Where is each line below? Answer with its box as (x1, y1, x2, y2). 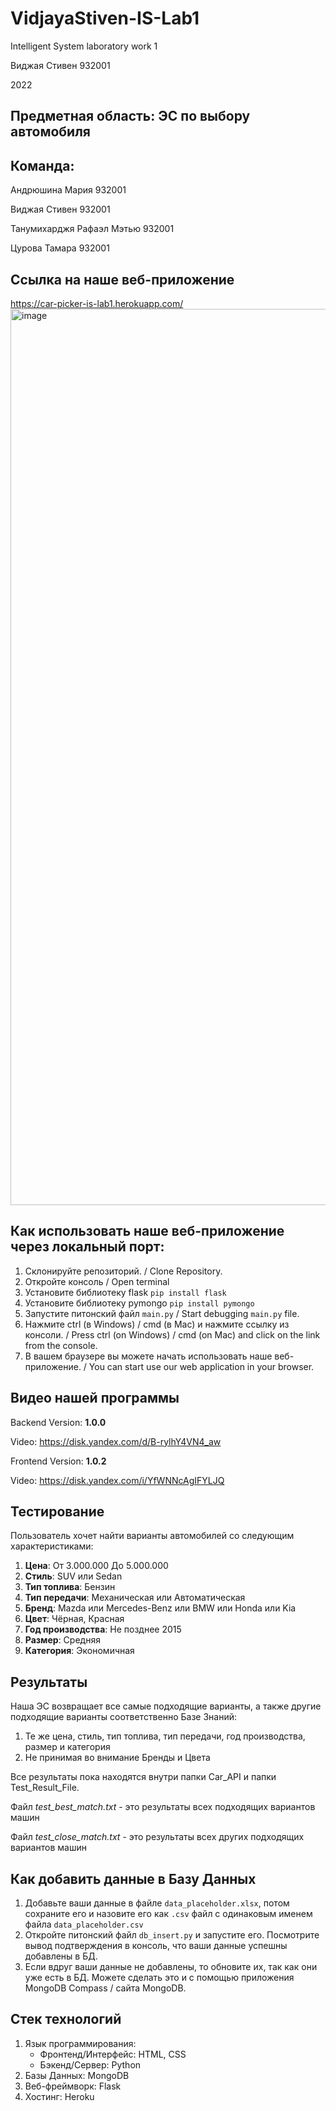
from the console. (24, 1339, 98, 1351)
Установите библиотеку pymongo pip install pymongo (24, 1297, 255, 1309)
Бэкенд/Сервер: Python (39, 2058, 142, 2071)
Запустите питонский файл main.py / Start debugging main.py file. (24, 1307, 300, 1319)
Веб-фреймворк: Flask (24, 2080, 122, 2092)
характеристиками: (10, 1540, 94, 1552)
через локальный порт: (10, 1238, 165, 1256)
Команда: (10, 157, 75, 174)
